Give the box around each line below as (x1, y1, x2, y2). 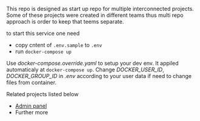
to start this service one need (6, 30, 80, 37)
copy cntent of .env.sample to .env (15, 42, 102, 48)
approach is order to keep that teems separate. (6, 18, 125, 25)
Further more (15, 109, 49, 116)
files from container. (6, 79, 57, 86)
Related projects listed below (6, 91, 79, 97)
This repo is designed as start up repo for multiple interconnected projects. (6, 5, 195, 12)
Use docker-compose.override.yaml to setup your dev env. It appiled (6, 60, 179, 67)
